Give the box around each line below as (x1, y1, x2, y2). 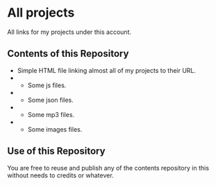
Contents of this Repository (7, 48, 129, 60)
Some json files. (27, 96, 74, 104)
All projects (7, 5, 75, 21)
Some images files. (27, 125, 83, 133)
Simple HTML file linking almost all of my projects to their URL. (17, 66, 197, 74)
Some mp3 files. (27, 110, 75, 118)
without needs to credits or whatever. (7, 171, 114, 179)
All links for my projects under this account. (7, 28, 132, 36)
